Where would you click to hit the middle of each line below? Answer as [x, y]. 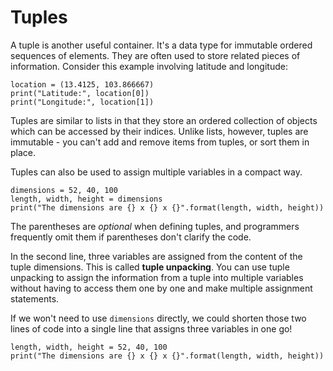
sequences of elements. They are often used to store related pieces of [155, 55]
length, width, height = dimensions [86, 199]
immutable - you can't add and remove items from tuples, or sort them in [160, 142]
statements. [35, 298]
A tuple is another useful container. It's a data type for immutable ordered [161, 45]
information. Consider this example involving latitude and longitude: [149, 66]
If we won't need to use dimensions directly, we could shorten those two [158, 318]
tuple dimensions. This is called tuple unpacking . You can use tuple [150, 267]
